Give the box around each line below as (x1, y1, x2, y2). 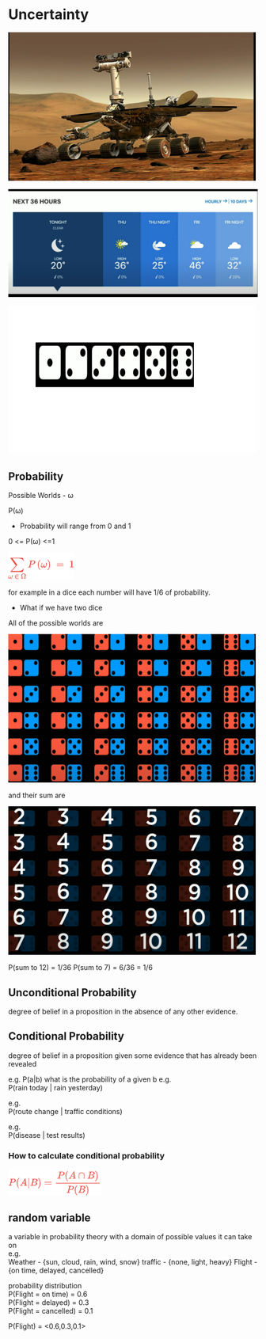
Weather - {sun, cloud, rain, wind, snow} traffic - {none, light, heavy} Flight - (8, 1257, 258, 1267)
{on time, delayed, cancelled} (8, 1265, 104, 1276)
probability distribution (8, 1281, 82, 1291)
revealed (8, 1059, 37, 1068)
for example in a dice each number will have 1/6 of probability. (8, 588, 211, 597)
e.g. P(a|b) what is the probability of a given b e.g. (8, 1075, 172, 1084)
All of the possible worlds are (8, 618, 104, 628)
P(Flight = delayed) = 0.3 (8, 1298, 89, 1307)
